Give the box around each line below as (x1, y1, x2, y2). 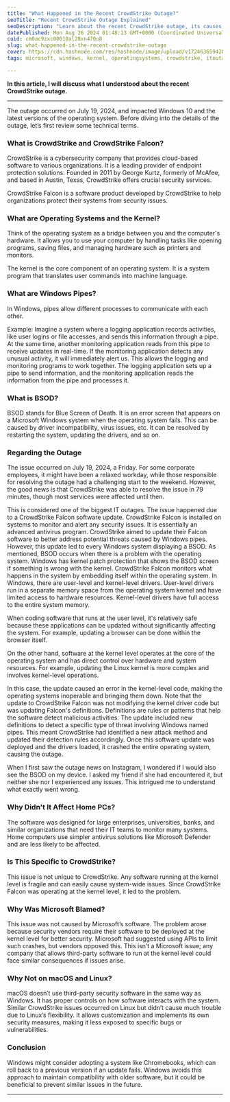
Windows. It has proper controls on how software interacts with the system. (7, 996, 220, 1005)
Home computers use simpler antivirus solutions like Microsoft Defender (7, 832, 211, 841)
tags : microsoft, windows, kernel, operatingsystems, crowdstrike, (7, 55, 204, 62)
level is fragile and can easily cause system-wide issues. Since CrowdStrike (7, 880, 221, 888)
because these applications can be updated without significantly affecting (7, 621, 216, 630)
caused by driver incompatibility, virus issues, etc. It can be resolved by (7, 423, 209, 431)
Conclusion (7, 1043, 47, 1053)
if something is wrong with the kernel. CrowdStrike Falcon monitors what (7, 564, 212, 573)
